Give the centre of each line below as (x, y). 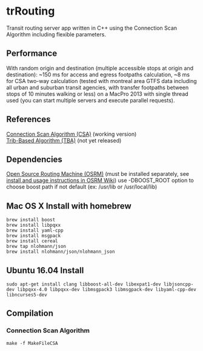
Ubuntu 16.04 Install (45, 270)
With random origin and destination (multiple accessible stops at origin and (100, 68)
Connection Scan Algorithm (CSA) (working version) (72, 134)
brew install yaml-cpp (35, 231)
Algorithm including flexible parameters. (56, 34)
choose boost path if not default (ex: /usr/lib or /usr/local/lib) (82, 187)
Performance (32, 54)
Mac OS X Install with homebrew (69, 206)
